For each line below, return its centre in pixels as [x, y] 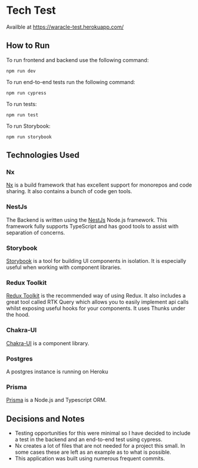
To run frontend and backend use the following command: [78, 60]
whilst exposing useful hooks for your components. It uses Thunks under [96, 308]
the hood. [18, 315]
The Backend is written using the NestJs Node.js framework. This [87, 220]
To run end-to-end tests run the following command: [71, 82]
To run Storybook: [28, 126]
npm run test [22, 115]
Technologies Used [43, 155]
